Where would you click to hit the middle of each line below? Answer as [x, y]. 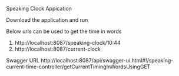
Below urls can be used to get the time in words [64, 31]
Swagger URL [23, 60]
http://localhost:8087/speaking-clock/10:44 [67, 43]
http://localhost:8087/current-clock [58, 49]
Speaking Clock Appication [39, 9]
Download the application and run [47, 20]
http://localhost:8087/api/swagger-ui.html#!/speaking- [107, 60]
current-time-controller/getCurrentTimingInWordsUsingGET [78, 67]
